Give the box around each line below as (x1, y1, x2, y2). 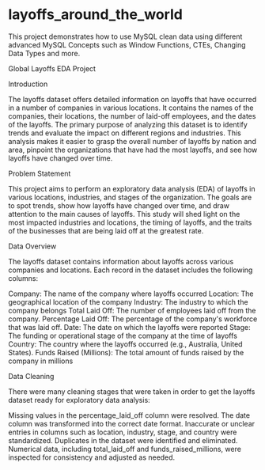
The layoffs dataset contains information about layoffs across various (8, 256, 234, 266)
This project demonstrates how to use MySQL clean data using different (8, 32, 243, 41)
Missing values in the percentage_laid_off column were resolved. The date (8, 410, 251, 420)
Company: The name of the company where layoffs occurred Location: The (8, 289, 255, 298)
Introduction (8, 79, 48, 89)
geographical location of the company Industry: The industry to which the (8, 297, 248, 306)
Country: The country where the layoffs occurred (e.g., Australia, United (8, 339, 243, 349)
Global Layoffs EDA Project (8, 63, 97, 73)
